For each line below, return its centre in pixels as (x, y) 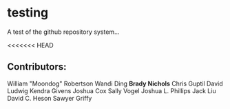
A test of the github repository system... (63, 32)
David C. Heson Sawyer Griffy (50, 98)
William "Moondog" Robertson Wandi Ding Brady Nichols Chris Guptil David (115, 83)
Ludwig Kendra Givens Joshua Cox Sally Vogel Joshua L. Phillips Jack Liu (112, 90)
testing (28, 13)
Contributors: (37, 67)
